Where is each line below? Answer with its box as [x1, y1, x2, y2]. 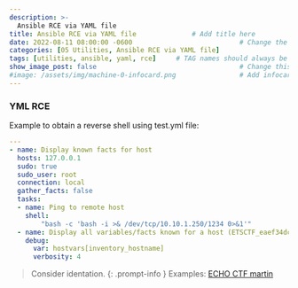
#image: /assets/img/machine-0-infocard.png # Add [9, 71, 260, 80]
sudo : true [17, 161, 58, 171]
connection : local [17, 178, 86, 187]
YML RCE [9, 99, 51, 112]
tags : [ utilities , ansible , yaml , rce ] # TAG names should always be [9, 54, 288, 63]
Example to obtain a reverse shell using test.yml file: [9, 121, 200, 131]
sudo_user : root [17, 170, 77, 179]
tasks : [17, 195, 42, 204]
